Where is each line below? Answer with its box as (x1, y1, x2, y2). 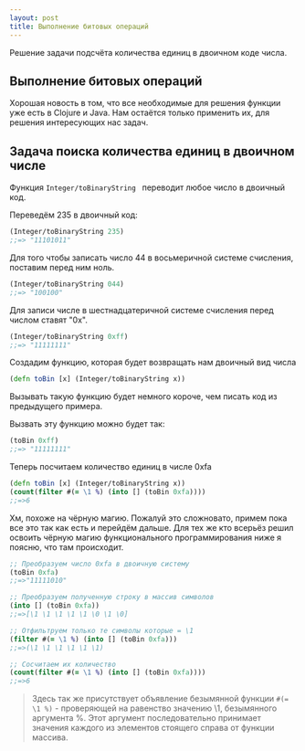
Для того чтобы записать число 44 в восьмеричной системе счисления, (9, 252, 294, 263)
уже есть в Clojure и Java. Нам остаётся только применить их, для (9, 107, 270, 119)
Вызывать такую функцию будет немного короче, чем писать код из (9, 391, 278, 402)
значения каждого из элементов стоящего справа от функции (31, 723, 275, 734)
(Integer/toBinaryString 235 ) (9, 227, 125, 237)
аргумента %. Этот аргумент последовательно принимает (31, 713, 262, 724)
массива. (31, 732, 68, 743)
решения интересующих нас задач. (9, 117, 149, 128)
